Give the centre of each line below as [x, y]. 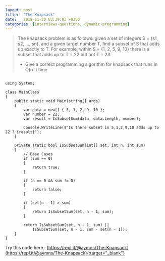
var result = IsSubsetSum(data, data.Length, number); [82, 119]
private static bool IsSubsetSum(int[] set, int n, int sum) [80, 145]
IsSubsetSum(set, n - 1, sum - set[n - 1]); [80, 230]
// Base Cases [38, 154]
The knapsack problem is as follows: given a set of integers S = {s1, [88, 38]
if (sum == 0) [38, 159]
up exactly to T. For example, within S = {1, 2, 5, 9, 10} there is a [84, 49]
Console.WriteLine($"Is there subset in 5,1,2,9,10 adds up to [91, 128]
